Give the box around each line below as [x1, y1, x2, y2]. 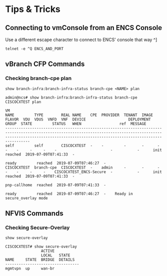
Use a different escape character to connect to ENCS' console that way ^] [5, 36, 157, 42]
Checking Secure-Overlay [5, 224, 70, 231]
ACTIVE [40, 248, 55, 253]
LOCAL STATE [40, 253, 70, 258]
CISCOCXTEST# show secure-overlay [5, 244, 77, 249]
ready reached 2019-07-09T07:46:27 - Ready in [5, 191, 133, 196]
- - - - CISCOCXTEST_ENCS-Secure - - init [5, 169, 162, 174]
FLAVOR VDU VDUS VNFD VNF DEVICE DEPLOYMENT [5, 116, 151, 122]
